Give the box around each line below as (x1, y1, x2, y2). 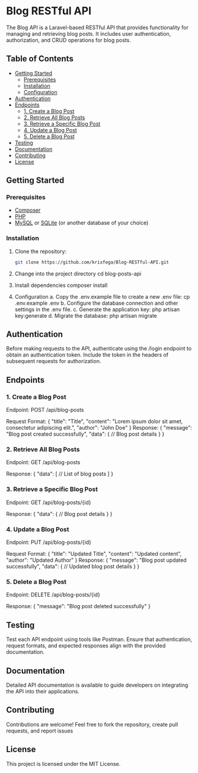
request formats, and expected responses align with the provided (6, 642, 166, 649)
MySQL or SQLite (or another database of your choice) (14, 219, 149, 227)
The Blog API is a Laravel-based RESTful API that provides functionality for (6, 24, 189, 31)
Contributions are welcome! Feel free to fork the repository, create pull (6, 721, 178, 728)
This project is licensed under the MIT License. (6, 760, 121, 767)
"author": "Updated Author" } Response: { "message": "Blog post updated (6, 556, 187, 564)
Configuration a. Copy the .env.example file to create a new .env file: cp (14, 293, 190, 300)
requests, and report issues (6, 727, 74, 734)
